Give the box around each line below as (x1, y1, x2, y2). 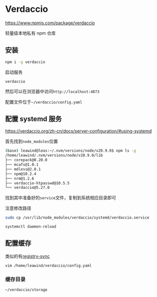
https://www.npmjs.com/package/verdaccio (5, 20, 95, 26)
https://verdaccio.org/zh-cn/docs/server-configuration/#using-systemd (5, 128, 152, 134)
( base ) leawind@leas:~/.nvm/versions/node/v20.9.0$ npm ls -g (5, 148, 136, 153)
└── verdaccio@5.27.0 (5, 185, 50, 190)
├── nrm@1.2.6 (5, 176, 35, 181)
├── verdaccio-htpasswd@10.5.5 (5, 180, 70, 185)
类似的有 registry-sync (5, 253, 50, 259)
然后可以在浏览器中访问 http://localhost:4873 (5, 88, 100, 94)
